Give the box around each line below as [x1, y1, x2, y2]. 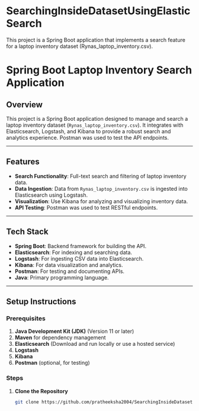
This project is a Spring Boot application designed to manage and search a [6, 115, 188, 122]
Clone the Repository [14, 387, 68, 394]
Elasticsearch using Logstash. [14, 191, 88, 198]
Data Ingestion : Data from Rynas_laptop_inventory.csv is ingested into [14, 185, 188, 192]
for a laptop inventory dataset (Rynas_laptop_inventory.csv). [6, 43, 153, 50]
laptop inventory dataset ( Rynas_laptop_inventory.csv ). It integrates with [6, 121, 184, 129]
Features [6, 157, 40, 167]
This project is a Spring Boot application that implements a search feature [6, 36, 185, 43]
